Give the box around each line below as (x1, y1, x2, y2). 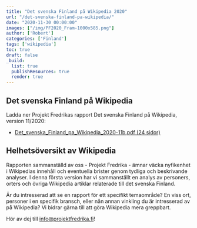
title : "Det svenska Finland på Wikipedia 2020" (6, 8, 128, 15)
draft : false (6, 52, 38, 58)
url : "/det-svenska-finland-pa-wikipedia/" (6, 14, 115, 20)
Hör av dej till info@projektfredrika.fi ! (6, 215, 95, 222)
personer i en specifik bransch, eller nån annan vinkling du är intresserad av (6, 198, 190, 205)
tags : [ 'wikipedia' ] (6, 42, 57, 47)
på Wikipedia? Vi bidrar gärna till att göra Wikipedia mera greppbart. (6, 203, 171, 211)
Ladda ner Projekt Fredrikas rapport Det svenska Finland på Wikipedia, (6, 111, 178, 118)
